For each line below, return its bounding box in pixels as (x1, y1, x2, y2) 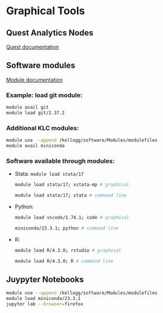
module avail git (6, 105, 49, 111)
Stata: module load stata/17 (14, 170, 84, 178)
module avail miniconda (6, 143, 65, 149)
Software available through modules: (6, 157, 115, 165)
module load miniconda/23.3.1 (6, 296, 81, 302)
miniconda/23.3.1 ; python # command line (14, 225, 119, 231)
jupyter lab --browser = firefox (6, 301, 84, 307)
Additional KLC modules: (6, 124, 79, 132)
